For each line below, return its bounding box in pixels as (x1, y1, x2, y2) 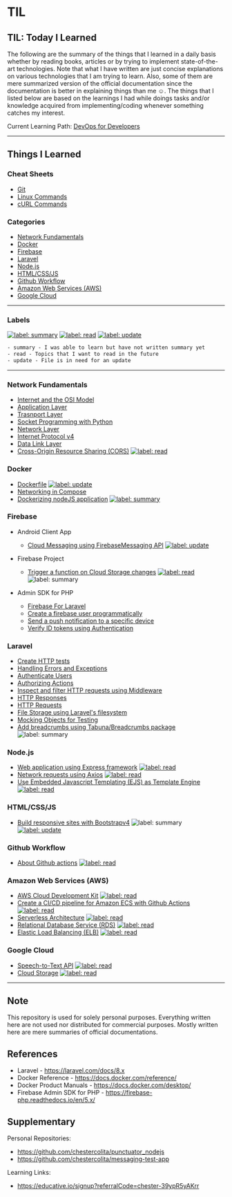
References (7, 1048, 58, 1059)
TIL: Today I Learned (7, 32, 97, 44)
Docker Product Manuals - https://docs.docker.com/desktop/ (17, 1081, 191, 1089)
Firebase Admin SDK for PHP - (17, 1088, 105, 1097)
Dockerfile (17, 480, 47, 488)
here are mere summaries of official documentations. (7, 1028, 158, 1037)
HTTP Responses (17, 694, 67, 702)
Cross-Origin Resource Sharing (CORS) (17, 447, 130, 455)
